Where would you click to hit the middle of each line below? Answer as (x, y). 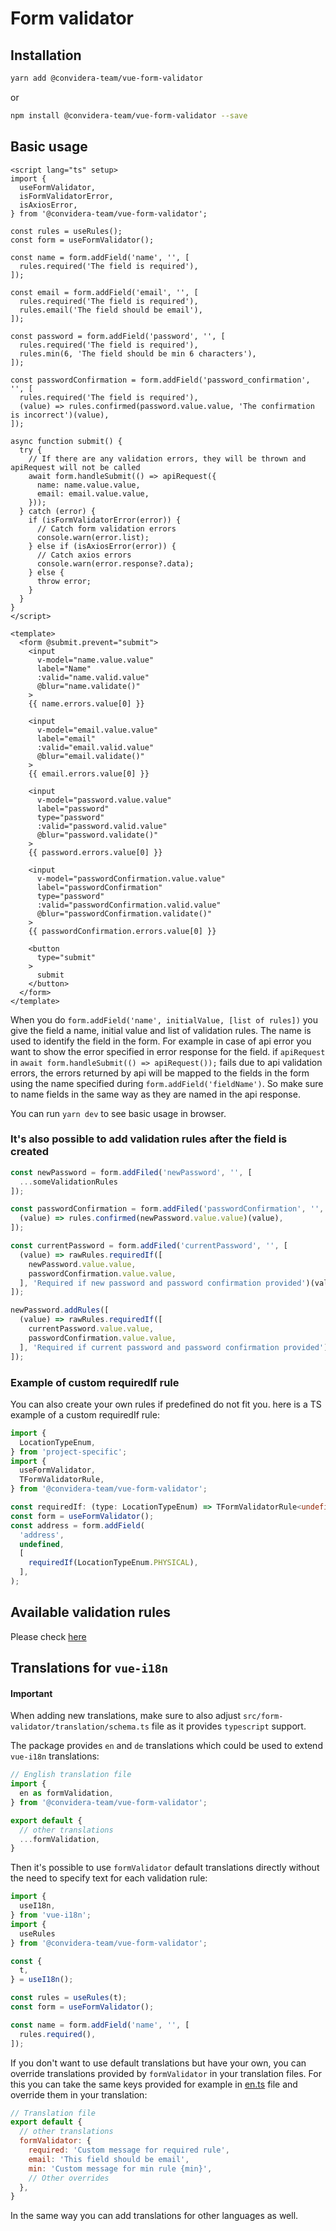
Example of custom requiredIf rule (95, 1382)
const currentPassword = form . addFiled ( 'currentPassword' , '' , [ (149, 1246)
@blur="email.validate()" (90, 756)
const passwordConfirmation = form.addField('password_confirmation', (160, 380)
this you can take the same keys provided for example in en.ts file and (154, 2084)
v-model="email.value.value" (97, 730)
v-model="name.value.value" (95, 660)
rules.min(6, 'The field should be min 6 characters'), (138, 353)
